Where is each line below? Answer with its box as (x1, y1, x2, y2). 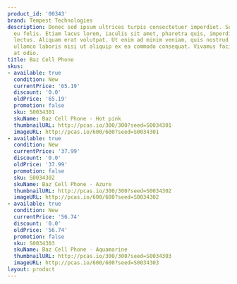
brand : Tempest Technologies (7, 17, 93, 24)
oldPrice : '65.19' (13, 96, 68, 103)
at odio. (13, 50, 39, 57)
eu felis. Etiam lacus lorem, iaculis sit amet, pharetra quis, (13, 30, 207, 37)
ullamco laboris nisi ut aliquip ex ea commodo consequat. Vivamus (13, 43, 217, 50)
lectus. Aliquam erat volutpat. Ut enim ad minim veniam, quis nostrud (13, 37, 229, 44)
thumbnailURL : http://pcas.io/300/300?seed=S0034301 (13, 121, 172, 129)
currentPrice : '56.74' (13, 214, 80, 221)
